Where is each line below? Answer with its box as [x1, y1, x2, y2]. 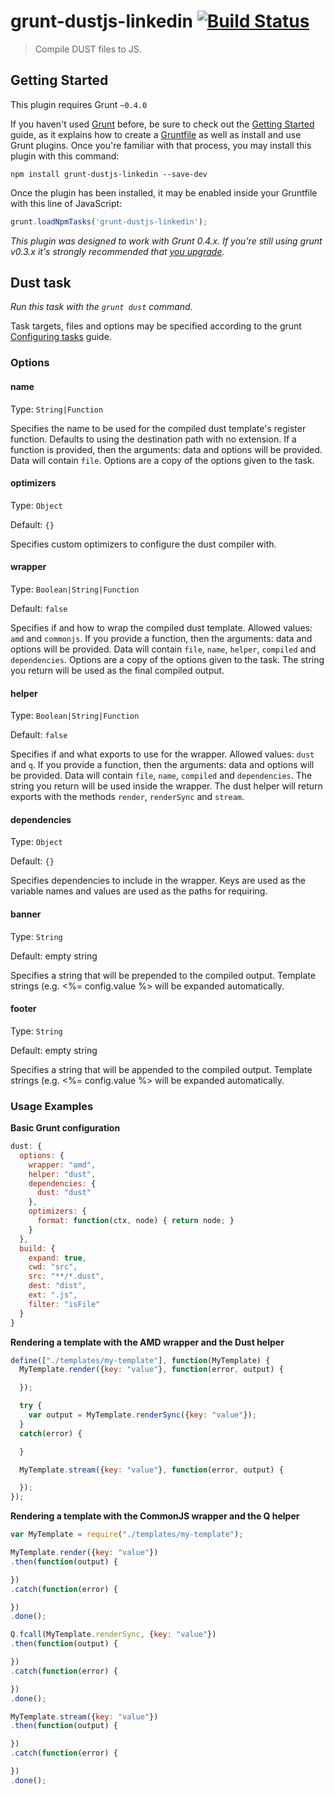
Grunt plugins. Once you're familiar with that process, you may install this [10, 139, 312, 151]
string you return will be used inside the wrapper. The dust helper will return [10, 780, 323, 792]
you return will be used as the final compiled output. [10, 664, 225, 676]
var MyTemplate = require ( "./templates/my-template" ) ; [10, 1530, 244, 1540]
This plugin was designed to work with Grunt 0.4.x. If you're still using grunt [10, 235, 323, 247]
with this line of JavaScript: [10, 197, 123, 209]
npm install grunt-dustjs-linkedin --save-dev [10, 169, 208, 179]
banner [10, 908, 42, 920]
